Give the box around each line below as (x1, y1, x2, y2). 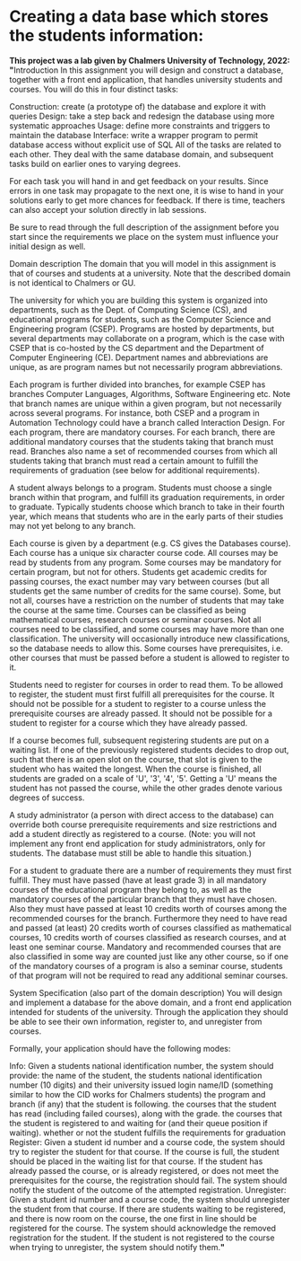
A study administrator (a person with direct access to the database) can (9, 809, 275, 820)
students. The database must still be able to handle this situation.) (9, 847, 253, 859)
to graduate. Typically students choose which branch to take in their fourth (9, 501, 285, 512)
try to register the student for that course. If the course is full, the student (9, 1146, 279, 1157)
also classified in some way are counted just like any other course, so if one (9, 950, 289, 962)
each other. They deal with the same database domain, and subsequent (9, 148, 274, 159)
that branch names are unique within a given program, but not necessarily (9, 398, 282, 409)
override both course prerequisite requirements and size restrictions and (9, 819, 278, 830)
